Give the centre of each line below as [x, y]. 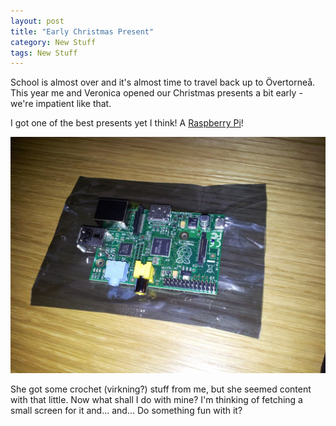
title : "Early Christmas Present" [82, 31]
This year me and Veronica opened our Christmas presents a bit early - [156, 93]
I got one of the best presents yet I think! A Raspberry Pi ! [127, 123]
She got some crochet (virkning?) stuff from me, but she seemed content [161, 389]
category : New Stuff [53, 42]
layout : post [37, 21]
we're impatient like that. [61, 104]
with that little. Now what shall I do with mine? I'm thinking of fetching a [156, 400]
